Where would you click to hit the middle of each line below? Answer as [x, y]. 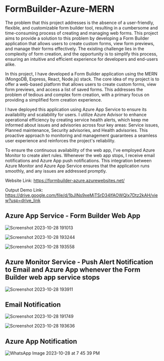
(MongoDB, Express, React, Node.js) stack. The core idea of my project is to [82, 79]
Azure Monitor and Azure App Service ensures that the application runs [77, 166]
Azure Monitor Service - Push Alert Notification [79, 262]
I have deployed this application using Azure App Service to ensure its [76, 109]
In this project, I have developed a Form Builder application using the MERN [81, 74]
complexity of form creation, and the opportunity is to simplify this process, [81, 54]
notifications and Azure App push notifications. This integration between [78, 160]
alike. [11, 64]
